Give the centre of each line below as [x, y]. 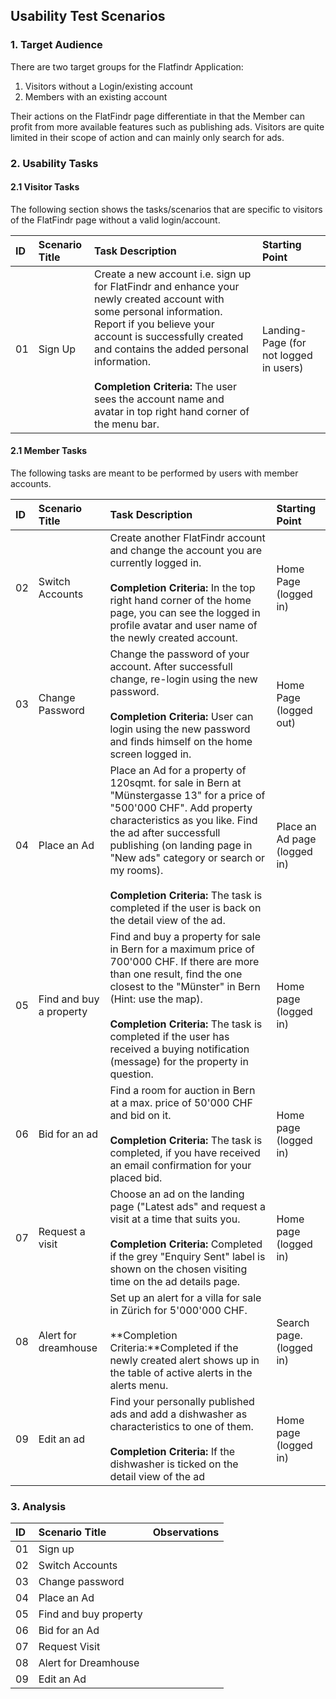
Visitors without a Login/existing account [108, 86]
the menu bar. [127, 424]
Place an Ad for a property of [178, 771]
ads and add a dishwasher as [178, 1414]
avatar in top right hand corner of [172, 411]
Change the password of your [179, 654]
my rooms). [136, 871]
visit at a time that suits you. [175, 1219]
